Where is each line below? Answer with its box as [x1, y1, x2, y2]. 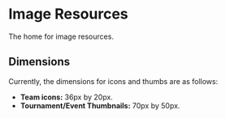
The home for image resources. [8, 32, 114, 41]
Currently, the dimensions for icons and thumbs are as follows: [8, 76, 218, 86]
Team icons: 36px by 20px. [20, 92, 114, 102]
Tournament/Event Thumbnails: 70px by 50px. [20, 100, 180, 110]
